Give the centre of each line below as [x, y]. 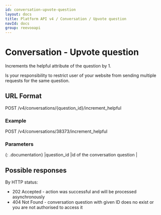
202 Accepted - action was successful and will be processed [74, 192]
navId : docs [17, 23]
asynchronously [29, 197]
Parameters [19, 144]
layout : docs [18, 14]
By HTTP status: [22, 182]
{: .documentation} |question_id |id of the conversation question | [71, 155]
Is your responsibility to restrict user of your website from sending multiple [81, 76]
